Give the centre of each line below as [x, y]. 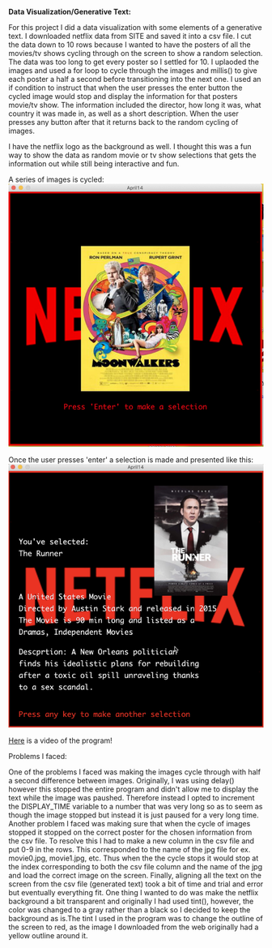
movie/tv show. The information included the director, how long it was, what [135, 105]
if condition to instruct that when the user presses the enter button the [125, 88]
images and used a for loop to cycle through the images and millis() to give [133, 71]
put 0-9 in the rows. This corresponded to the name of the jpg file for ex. [130, 849]
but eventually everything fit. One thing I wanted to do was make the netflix [134, 892]
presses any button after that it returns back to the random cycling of [123, 122]
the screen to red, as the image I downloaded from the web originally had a [134, 927]
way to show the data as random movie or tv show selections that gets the [132, 155]
